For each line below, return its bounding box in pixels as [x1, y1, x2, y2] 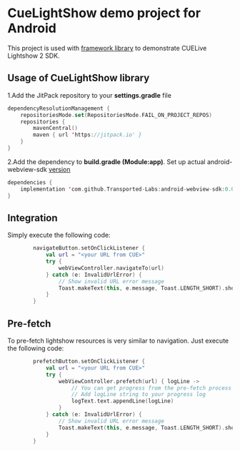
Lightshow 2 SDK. [7, 51, 60, 60]
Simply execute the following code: [7, 230, 111, 240]
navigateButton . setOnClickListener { [33, 245, 145, 252]
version [49, 165, 71, 173]
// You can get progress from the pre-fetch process [71, 384, 232, 392]
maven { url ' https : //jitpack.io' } [33, 131, 142, 138]
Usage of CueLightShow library [7, 72, 150, 84]
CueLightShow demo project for [7, 5, 201, 21]
